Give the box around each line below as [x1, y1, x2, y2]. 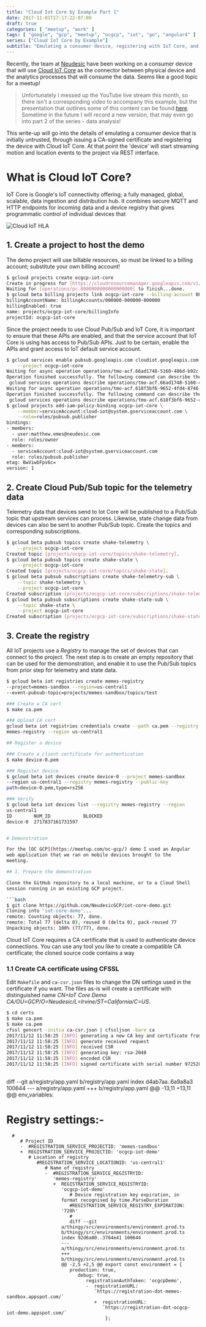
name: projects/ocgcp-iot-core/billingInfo [6, 308, 120, 315]
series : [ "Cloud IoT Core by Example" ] [6, 37, 109, 44]
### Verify [6, 796, 34, 802]
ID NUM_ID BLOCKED [6, 813, 103, 819]
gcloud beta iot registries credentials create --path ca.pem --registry [6, 723, 199, 730]
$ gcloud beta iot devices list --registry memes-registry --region [6, 801, 185, 808]
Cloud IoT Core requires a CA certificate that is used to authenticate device [6, 936, 196, 943]
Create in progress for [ [6, 280, 72, 286]
